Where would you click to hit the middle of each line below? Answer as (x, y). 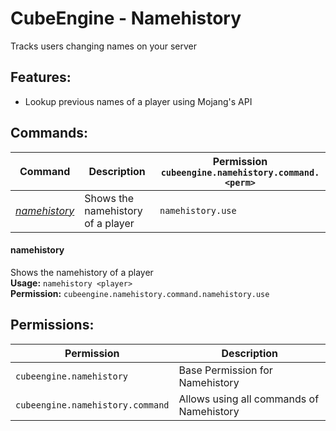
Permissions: (52, 325)
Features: (41, 77)
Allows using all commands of (249, 399)
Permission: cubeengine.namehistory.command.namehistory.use (140, 293)
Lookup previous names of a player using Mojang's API (138, 101)
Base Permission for (225, 370)
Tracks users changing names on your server (104, 46)
